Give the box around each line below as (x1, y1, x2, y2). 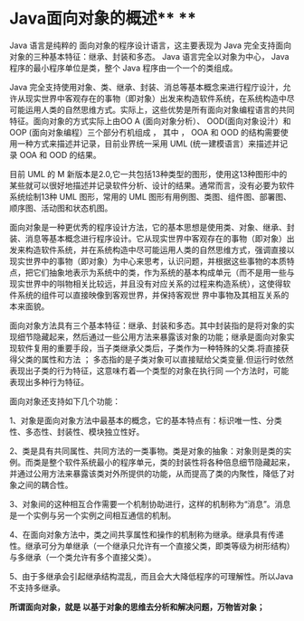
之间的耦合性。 (16, 479, 73, 490)
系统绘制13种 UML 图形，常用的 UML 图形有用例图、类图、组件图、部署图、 (9, 191, 292, 202)
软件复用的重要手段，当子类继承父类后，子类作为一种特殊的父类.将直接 (16, 343, 282, 353)
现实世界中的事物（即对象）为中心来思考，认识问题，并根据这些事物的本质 (9, 255, 287, 267)
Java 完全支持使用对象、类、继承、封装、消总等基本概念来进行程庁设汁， (9, 81, 283, 92)
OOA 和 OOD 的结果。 (19, 149, 101, 160)
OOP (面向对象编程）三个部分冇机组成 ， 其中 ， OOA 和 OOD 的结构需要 (9, 127, 281, 137)
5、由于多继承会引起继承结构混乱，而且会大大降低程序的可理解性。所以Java (9, 570, 294, 581)
